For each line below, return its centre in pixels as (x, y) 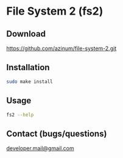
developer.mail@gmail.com (40, 148)
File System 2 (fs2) (55, 11)
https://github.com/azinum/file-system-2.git (61, 48)
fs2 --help (20, 115)
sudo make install (30, 81)
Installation (28, 67)
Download (26, 34)
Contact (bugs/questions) (57, 133)
